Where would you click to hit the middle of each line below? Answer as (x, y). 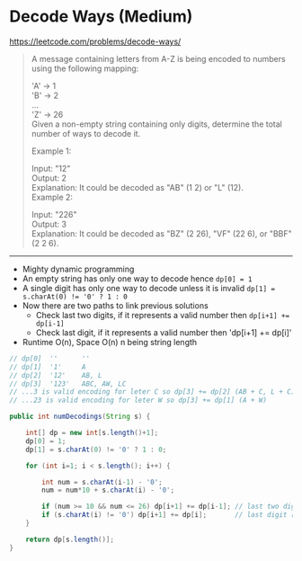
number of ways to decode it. (86, 133)
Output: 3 (49, 224)
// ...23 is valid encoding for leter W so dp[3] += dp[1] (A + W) (138, 401)
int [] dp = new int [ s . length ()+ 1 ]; (92, 433)
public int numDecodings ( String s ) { (80, 417)
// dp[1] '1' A (48, 367)
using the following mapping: (85, 68)
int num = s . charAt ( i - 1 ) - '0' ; (102, 482)
